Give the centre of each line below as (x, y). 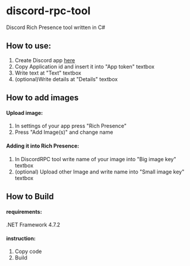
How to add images (42, 98)
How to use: (29, 46)
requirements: (24, 211)
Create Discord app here (45, 60)
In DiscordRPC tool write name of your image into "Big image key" (95, 159)
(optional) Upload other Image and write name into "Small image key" (99, 172)
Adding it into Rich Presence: (43, 146)
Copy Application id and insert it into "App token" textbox (85, 66)
